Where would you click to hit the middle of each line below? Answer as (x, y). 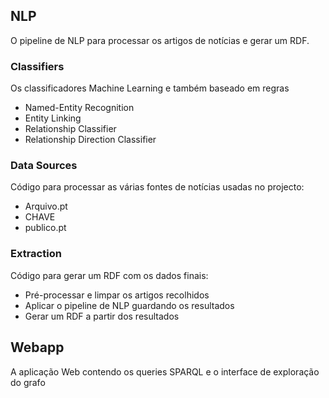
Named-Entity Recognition (79, 108)
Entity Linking (53, 118)
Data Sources (44, 166)
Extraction (36, 254)
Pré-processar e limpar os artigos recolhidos (117, 295)
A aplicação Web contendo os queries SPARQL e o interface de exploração (165, 371)
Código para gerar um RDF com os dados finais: (109, 275)
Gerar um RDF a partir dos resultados (102, 316)
